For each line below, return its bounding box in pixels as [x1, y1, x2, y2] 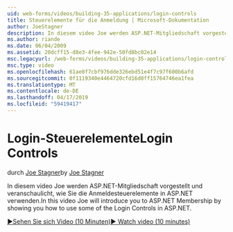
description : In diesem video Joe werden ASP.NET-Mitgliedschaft [7, 29, 200, 37]
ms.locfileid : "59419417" [7, 101, 82, 108]
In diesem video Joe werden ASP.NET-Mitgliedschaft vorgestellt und [7, 181, 203, 190]
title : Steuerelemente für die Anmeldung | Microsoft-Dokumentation [7, 17, 209, 24]
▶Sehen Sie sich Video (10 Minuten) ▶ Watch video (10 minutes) [7, 217, 191, 226]
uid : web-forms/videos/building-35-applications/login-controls [7, 10, 197, 17]
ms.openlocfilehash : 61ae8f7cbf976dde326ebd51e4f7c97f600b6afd [7, 68, 194, 75]
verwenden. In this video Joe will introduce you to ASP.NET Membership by [7, 196, 222, 205]
